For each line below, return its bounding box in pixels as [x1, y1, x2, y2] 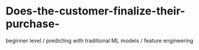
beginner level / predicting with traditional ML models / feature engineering [5, 37, 194, 44]
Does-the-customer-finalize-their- [5, 4, 186, 18]
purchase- [5, 17, 60, 31]
